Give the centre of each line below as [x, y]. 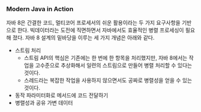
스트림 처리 [28, 50]
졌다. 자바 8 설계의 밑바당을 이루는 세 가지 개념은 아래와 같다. [83, 38]
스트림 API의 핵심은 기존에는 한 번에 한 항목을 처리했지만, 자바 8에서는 [106, 58]
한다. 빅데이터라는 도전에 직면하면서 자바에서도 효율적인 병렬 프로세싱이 [100, 30]
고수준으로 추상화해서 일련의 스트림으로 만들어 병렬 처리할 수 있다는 [114, 65]
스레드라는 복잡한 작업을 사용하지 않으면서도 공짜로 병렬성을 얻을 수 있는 [108, 80]
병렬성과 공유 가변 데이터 [44, 103]
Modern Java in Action [40, 9]
